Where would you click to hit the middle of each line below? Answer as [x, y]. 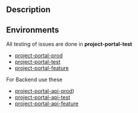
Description [28, 10]
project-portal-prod [39, 56]
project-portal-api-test [42, 98]
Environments [33, 30]
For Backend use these [34, 80]
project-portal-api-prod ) [44, 91]
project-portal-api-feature [47, 104]
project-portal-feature [42, 68]
